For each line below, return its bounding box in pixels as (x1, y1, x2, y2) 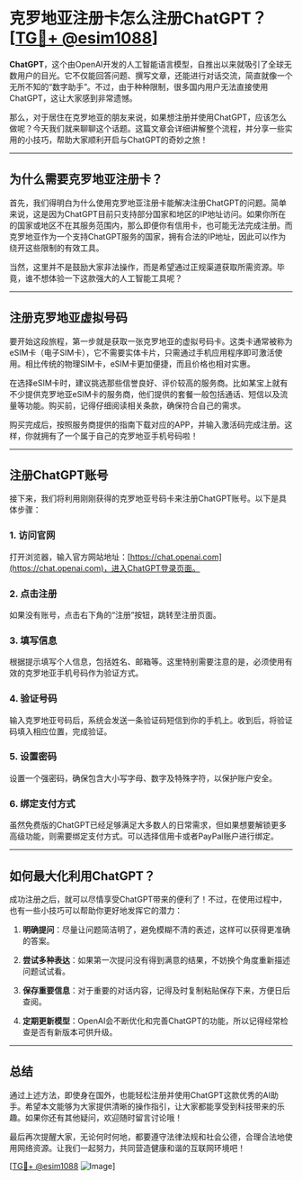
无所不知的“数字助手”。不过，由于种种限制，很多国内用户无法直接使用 (9, 81, 269, 92)
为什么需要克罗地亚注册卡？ (9, 172, 164, 187)
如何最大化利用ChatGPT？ (9, 868, 155, 884)
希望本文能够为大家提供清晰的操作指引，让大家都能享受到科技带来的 (24, 1101, 277, 1112)
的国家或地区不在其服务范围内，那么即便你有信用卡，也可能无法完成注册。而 (9, 220, 293, 231)
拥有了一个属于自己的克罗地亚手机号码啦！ (40, 430, 199, 441)
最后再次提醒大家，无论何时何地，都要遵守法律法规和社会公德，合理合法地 (9, 1131, 285, 1142)
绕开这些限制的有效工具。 (9, 242, 104, 253)
